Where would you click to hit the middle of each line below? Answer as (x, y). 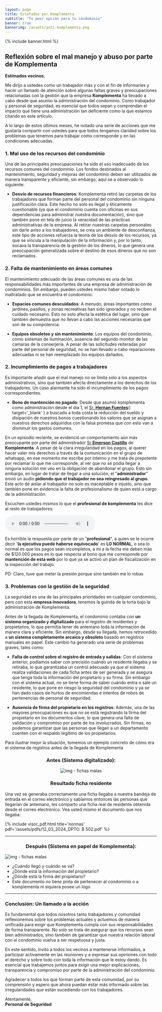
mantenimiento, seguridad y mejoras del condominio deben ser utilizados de (81, 174)
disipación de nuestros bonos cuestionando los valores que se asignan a (84, 418)
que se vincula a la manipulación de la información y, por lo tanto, (77, 240)
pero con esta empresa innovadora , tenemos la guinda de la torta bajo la (78, 602)
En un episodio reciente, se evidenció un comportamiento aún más (71, 437)
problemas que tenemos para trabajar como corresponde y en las (70, 136)
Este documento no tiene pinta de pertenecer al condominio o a (75, 882)
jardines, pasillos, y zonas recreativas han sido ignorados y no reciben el (84, 309)
